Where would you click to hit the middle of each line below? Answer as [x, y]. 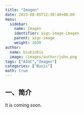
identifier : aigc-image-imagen [47, 33]
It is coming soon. [23, 105]
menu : [11, 19]
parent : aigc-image [34, 38]
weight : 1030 [28, 43]
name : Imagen [28, 29]
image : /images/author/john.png [43, 57]
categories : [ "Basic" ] [29, 66]
